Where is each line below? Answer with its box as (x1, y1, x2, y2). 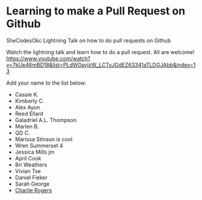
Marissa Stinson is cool (14, 135, 73, 142)
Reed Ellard (14, 110, 44, 117)
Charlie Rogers (14, 186, 52, 193)
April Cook (14, 154, 41, 162)
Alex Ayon (14, 103, 40, 111)
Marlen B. (14, 123, 39, 130)
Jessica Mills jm (14, 148, 55, 156)
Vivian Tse (14, 167, 41, 175)
